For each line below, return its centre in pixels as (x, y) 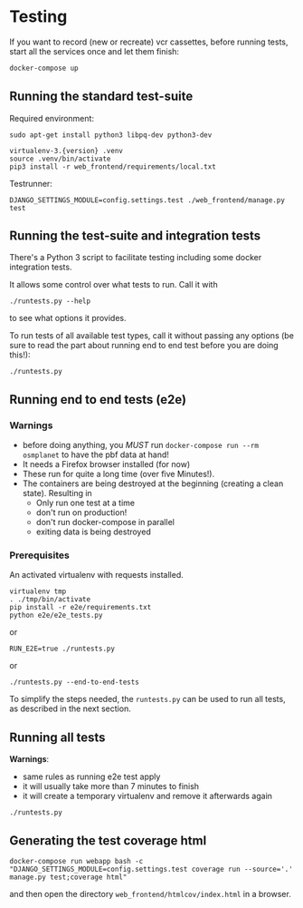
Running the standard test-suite (101, 97)
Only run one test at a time (85, 503)
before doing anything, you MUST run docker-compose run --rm (141, 445)
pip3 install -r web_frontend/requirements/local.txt (113, 166)
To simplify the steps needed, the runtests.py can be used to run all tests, (148, 699)
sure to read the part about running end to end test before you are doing (144, 346)
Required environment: (52, 118)
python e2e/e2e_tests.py (56, 615)
